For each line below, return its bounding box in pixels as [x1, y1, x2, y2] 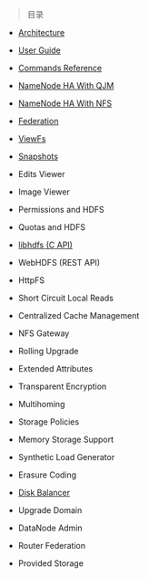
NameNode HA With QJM [17, 80, 114, 90]
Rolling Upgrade [17, 346, 79, 356]
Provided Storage [17, 558, 84, 569]
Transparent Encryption [17, 381, 107, 392]
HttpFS [17, 275, 45, 286]
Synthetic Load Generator [17, 452, 115, 462]
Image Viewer [17, 186, 70, 197]
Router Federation [17, 541, 86, 551]
